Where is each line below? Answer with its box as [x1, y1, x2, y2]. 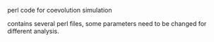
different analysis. [7, 27, 60, 35]
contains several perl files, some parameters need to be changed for [7, 20, 207, 27]
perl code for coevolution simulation [7, 6, 112, 14]
